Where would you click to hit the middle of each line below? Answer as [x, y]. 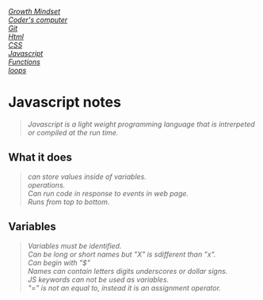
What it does [40, 158]
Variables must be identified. [74, 245]
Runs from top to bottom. [69, 202]
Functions [25, 62]
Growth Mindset [34, 11]
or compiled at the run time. [73, 132]
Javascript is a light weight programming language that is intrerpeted [141, 124]
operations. [46, 184]
